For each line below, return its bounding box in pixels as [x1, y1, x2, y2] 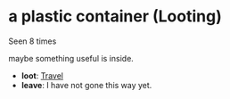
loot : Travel [21, 70, 64, 81]
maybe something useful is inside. [8, 53, 135, 63]
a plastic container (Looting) [8, 6, 222, 27]
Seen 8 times [8, 36, 57, 46]
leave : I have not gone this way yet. [21, 79, 152, 90]
